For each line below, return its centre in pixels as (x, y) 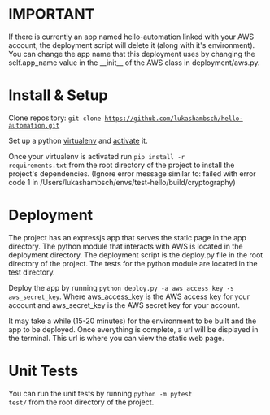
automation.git (34, 125)
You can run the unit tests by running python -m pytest (100, 393)
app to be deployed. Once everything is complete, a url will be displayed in (133, 329)
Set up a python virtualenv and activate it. (78, 140)
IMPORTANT (52, 14)
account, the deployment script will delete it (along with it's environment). (132, 45)
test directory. (32, 272)
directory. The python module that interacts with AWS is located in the (126, 246)
